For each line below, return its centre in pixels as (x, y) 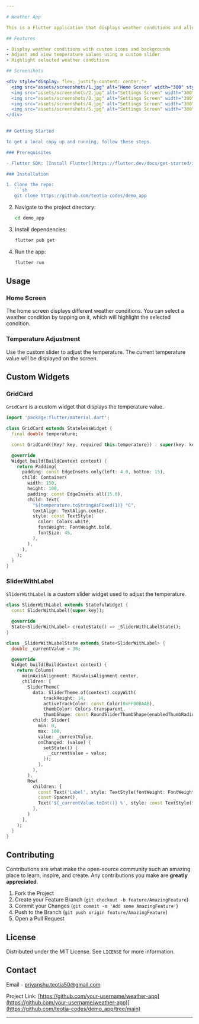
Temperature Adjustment (43, 339)
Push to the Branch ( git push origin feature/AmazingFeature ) (91, 912)
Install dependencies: (41, 229)
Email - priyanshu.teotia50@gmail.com (53, 984)
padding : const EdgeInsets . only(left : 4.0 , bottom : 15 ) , (94, 472)
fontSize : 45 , (55, 533)
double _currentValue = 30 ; (46, 649)
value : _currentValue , (66, 737)
